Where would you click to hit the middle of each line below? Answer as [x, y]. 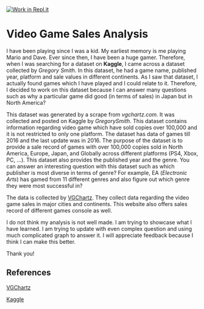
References [29, 273]
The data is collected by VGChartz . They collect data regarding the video [98, 197]
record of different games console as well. [59, 210]
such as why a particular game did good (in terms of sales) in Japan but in [100, 96]
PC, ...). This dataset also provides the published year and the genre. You [98, 160]
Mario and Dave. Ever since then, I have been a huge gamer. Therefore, [96, 57]
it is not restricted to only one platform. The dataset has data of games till [98, 133]
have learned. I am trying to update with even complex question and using [99, 229]
